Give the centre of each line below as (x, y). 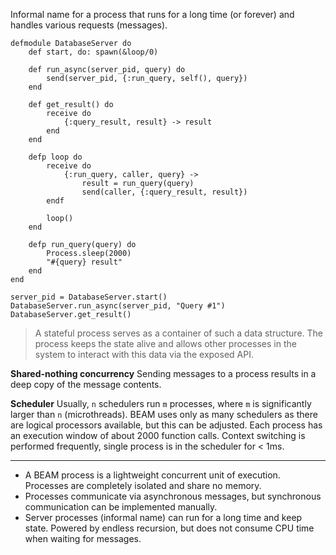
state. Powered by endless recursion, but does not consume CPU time (169, 528)
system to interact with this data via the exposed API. (144, 354)
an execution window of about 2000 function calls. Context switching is (158, 435)
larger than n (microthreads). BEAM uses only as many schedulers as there (164, 414)
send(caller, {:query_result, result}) (164, 192)
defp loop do (55, 157)
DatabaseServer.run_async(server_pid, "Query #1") (118, 306)
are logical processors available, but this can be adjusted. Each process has (166, 425)
